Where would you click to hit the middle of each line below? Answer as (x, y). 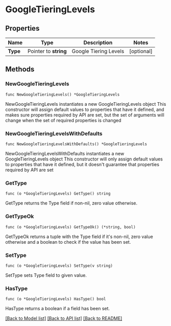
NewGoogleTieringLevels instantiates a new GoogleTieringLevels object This (86, 104)
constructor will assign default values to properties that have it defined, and (85, 109)
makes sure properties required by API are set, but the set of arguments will (85, 115)
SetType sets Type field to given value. (46, 275)
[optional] (141, 51)
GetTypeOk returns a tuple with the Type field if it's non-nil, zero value (79, 237)
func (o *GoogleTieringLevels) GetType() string (58, 194)
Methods (20, 69)
